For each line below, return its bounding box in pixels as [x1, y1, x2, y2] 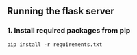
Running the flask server [7, 5, 114, 17]
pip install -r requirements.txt [7, 41, 103, 48]
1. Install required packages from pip [7, 26, 131, 35]
